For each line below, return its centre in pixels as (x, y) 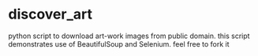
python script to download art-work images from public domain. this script (129, 36)
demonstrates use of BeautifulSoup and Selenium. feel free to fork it (119, 44)
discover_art (50, 14)
